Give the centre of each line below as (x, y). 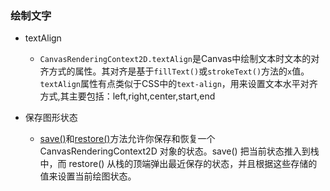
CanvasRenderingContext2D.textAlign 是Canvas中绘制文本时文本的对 (179, 59)
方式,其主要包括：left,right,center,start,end (127, 96)
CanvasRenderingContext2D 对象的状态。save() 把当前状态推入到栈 (179, 151)
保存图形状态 (51, 118)
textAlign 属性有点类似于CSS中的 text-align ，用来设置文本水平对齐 (178, 84)
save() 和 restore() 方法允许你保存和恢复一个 (127, 139)
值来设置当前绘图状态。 (88, 176)
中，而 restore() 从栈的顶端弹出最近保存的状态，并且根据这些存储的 (178, 164)
